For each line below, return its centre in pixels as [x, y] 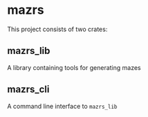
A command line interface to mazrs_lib [62, 106]
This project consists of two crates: [57, 29]
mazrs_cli [28, 90]
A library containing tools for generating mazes [74, 67]
